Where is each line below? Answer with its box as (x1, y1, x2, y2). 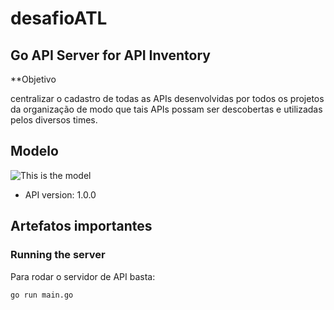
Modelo (10, 143, 59, 160)
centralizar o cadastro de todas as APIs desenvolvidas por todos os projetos (10, 93, 325, 104)
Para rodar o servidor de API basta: (10, 270, 156, 282)
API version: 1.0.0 (24, 188, 97, 201)
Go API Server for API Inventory (10, 47, 211, 64)
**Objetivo (10, 73, 57, 85)
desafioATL (10, 7, 108, 30)
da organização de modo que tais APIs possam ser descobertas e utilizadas (10, 103, 323, 115)
